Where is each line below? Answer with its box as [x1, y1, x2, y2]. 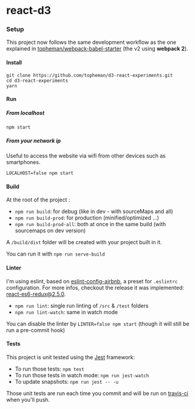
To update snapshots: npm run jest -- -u [14, 378, 119, 385]
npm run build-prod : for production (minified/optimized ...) [14, 214, 160, 221]
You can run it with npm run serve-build [6, 250, 105, 257]
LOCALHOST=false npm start [6, 170, 74, 176]
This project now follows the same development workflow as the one [6, 38, 177, 46]
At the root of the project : [6, 196, 70, 203]
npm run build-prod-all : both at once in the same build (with [14, 221, 166, 228]
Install [6, 59, 22, 66]
